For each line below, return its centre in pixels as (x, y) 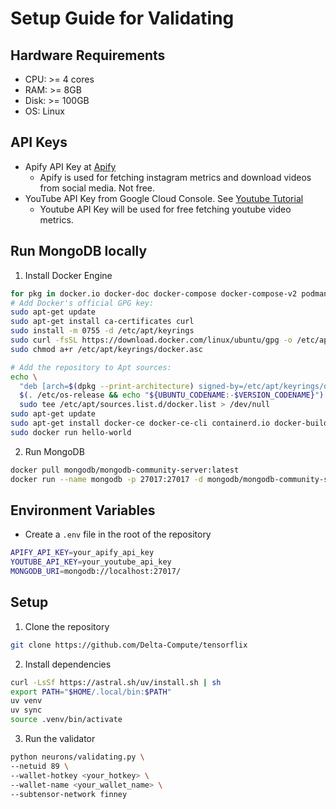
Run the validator (60, 738)
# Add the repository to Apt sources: (91, 367)
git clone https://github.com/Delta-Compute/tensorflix (129, 645)
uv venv (26, 701)
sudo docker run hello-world (71, 432)
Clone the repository (67, 626)
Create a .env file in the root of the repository (118, 534)
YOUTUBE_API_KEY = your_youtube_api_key (91, 562)
